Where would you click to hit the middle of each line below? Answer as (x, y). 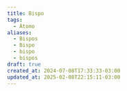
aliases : (19, 32)
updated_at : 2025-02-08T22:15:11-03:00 (64, 77)
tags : (15, 20)
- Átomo (24, 26)
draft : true (24, 64)
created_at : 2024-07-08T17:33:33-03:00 (64, 70)
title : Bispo (26, 13)
